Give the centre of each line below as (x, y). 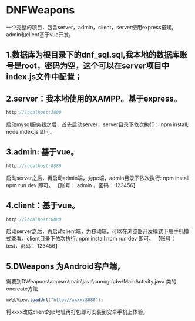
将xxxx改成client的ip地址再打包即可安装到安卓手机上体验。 (77, 312)
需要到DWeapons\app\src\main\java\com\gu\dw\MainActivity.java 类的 (91, 282)
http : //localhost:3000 (34, 113)
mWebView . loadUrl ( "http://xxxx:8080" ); (55, 300)
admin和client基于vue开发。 (40, 34)
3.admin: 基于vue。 (42, 152)
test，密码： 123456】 (33, 246)
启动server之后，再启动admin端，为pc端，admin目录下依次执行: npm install (98, 178)
